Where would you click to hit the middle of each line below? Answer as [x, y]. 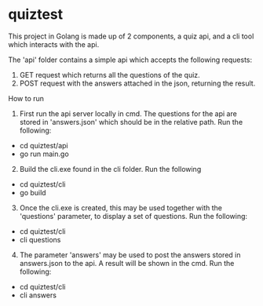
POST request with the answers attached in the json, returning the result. [137, 83]
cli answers [38, 295]
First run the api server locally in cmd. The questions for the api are [128, 113]
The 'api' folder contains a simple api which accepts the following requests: [130, 60]
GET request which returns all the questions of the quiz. [110, 75]
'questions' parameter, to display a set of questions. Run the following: [133, 216]
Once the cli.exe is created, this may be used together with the [121, 208]
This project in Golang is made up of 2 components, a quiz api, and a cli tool [131, 36]
